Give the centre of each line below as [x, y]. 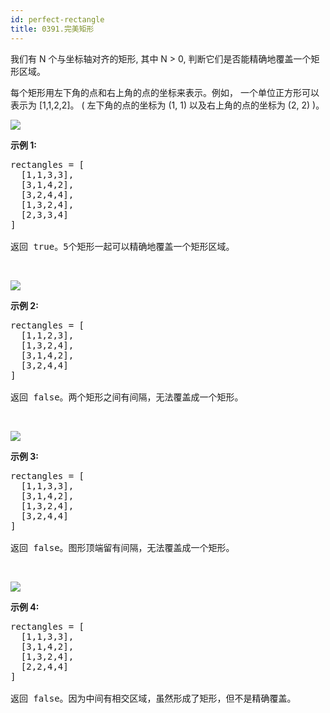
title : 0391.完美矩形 [52, 29]
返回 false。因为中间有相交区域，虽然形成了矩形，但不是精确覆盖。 [153, 698]
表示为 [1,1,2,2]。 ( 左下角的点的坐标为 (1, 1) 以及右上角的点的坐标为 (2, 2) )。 [167, 105]
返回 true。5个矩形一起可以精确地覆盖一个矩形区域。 [122, 246]
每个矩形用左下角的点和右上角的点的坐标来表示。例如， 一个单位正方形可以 [165, 92]
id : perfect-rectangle [57, 19]
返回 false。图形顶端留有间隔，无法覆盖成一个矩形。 [122, 547]
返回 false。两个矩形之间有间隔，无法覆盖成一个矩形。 [127, 397]
